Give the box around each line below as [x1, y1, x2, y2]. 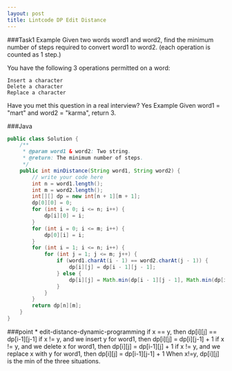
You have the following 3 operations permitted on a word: [7, 64, 171, 72]
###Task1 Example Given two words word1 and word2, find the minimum [7, 35, 214, 44]
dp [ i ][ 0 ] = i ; [43, 212, 85, 219]
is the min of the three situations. [7, 356, 101, 365]
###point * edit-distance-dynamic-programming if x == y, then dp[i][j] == [7, 327, 217, 336]
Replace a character [7, 89, 67, 96]
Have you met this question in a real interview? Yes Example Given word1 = [7, 101, 220, 109]
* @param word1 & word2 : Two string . [22, 148, 131, 155]
